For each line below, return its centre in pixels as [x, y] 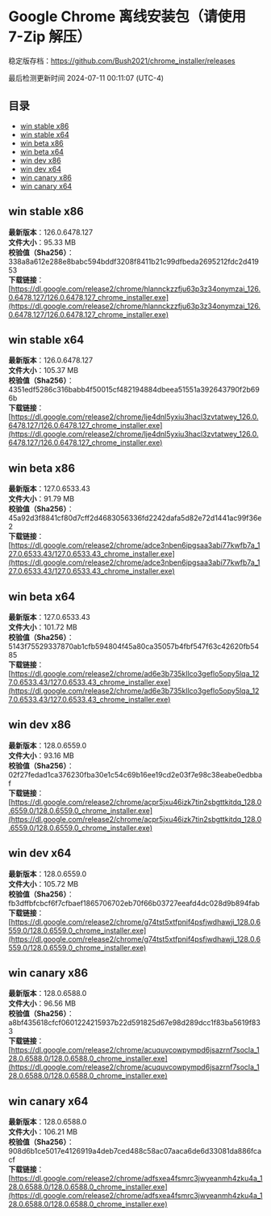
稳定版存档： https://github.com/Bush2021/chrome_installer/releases [122, 61]
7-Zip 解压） [50, 37]
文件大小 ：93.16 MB [41, 755]
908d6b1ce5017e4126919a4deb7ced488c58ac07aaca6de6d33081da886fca [135, 1151]
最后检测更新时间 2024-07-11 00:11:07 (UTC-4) [86, 78]
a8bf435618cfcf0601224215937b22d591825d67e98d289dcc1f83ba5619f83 [134, 1023]
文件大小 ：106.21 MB [43, 1132]
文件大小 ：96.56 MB [42, 1003]
